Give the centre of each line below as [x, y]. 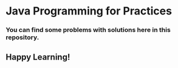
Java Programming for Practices [89, 11]
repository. [22, 37]
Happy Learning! [38, 57]
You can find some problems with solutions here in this [88, 30]
